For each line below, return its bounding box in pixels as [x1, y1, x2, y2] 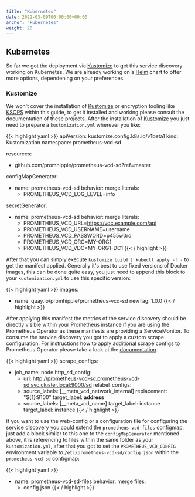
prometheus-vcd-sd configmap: [6, 455, 80, 462]
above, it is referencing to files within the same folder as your [6, 437, 154, 444]
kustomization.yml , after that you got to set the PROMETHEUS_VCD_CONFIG [6, 442, 176, 449]
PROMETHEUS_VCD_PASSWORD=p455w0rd [23, 232, 132, 239]
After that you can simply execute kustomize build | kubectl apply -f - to [6, 256, 189, 263]
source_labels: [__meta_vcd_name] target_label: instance [23, 400, 160, 407]
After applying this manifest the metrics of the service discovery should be [6, 315, 186, 322]
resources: [6, 150, 32, 157]
